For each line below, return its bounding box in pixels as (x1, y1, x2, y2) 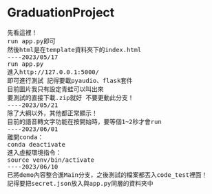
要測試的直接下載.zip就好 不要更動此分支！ (7, 94, 134, 101)
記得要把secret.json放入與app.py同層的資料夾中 (7, 180, 153, 187)
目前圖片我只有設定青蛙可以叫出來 (7, 85, 104, 93)
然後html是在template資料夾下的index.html (7, 46, 142, 53)
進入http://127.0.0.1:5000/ (7, 68, 100, 76)
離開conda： (7, 133, 44, 141)
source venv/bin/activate (7, 156, 95, 164)
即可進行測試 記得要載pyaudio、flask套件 (7, 77, 133, 84)
